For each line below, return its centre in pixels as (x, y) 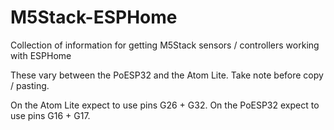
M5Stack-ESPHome (94, 17)
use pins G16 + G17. (50, 115)
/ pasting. (30, 85)
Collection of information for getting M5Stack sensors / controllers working (165, 45)
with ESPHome (41, 55)
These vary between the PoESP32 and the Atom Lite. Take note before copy (167, 75)
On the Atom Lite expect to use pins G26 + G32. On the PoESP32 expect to (165, 105)
